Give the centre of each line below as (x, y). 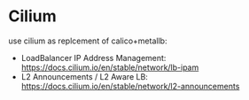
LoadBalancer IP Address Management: (93, 58)
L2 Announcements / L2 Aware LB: (84, 76)
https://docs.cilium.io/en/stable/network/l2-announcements (130, 86)
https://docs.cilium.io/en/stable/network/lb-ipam (110, 67)
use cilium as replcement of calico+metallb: (88, 41)
